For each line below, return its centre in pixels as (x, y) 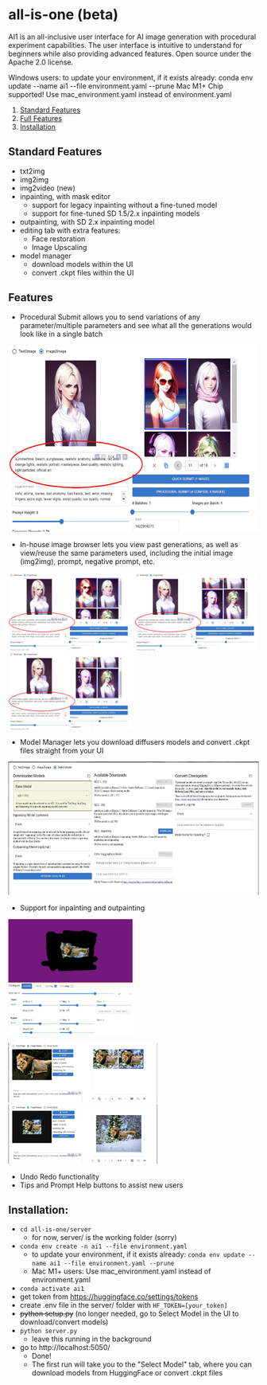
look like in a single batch (61, 334)
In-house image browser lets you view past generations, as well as (129, 544)
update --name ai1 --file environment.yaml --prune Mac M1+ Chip (116, 86)
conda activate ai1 (52, 1289)
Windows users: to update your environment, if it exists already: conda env (131, 77)
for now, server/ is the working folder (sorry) (104, 1238)
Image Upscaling (59, 247)
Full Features (41, 118)
